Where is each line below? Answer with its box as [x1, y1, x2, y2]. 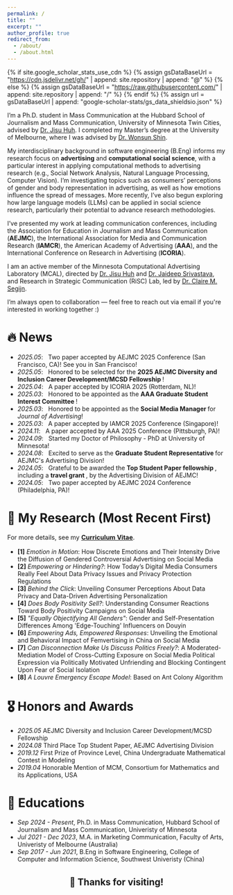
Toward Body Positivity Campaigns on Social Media [17, 606, 165, 615]
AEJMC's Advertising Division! [17, 456, 105, 464]
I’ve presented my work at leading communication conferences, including [7, 219, 217, 227]
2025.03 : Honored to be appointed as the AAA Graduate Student [17, 390, 209, 398]
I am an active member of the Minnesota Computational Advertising [7, 262, 200, 270]
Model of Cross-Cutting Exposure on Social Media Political [47, 650, 215, 659]
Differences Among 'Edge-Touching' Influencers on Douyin [17, 621, 187, 630]
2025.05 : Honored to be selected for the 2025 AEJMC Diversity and [17, 368, 217, 376]
